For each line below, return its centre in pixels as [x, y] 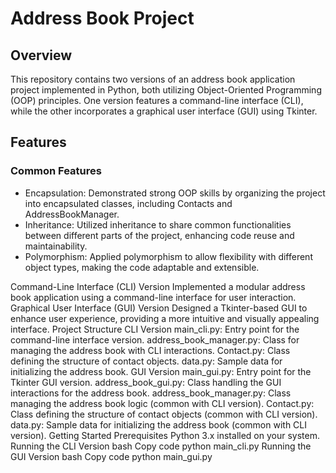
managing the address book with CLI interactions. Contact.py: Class [150, 350]
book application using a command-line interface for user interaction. [153, 297]
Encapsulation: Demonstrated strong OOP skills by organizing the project [175, 193]
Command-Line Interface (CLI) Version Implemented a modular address [158, 286]
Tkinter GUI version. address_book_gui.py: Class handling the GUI [146, 382]
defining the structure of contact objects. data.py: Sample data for [146, 361]
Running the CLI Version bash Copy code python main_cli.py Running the [161, 446]
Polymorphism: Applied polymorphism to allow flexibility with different [168, 256]
